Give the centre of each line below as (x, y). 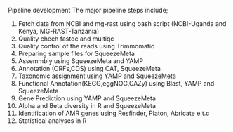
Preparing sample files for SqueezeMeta (76, 53)
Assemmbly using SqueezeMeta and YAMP (80, 61)
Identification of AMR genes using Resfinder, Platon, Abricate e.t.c (114, 113)
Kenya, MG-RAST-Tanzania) (59, 31)
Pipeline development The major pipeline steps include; (88, 10)
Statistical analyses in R (52, 121)
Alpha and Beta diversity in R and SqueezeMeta (87, 106)
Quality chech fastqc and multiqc (66, 39)
